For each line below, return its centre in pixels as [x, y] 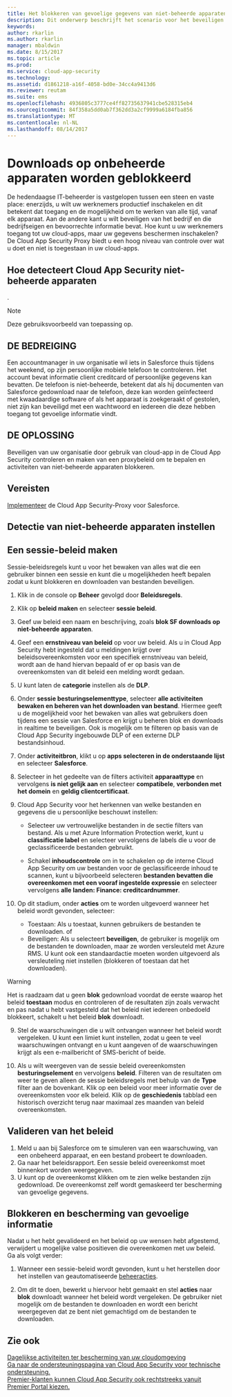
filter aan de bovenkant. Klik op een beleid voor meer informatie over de [119, 1087]
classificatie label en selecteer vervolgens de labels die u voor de [122, 840]
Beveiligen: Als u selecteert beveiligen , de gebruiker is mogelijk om [123, 939]
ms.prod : [20, 65]
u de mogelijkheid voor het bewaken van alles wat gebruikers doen [113, 713]
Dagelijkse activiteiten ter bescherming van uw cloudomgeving [97, 1358]
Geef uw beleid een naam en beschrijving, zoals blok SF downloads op [119, 621]
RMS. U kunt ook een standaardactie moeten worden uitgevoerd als [124, 953]
